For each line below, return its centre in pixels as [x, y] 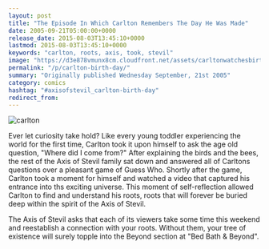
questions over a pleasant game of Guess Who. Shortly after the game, [125, 170]
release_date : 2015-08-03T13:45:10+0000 [77, 38]
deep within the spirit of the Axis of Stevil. [77, 204]
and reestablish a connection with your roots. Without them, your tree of [127, 228]
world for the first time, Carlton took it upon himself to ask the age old [123, 144]
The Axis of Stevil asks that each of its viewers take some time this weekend [134, 219]
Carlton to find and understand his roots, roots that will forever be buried [128, 195]
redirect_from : [34, 98]
